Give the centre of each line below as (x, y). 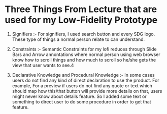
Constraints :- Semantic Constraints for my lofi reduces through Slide (84, 49)
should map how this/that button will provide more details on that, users (87, 91)
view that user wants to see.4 (43, 65)
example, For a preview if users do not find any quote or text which (82, 85)
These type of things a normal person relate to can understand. (78, 39)
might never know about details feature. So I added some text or (79, 96)
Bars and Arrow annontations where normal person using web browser (86, 54)
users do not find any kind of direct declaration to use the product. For (86, 80)
